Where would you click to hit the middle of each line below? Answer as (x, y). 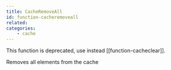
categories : (21, 28)
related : (17, 23)
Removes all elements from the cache (52, 62)
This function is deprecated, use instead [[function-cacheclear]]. (86, 50)
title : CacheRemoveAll (34, 12)
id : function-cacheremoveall (42, 17)
